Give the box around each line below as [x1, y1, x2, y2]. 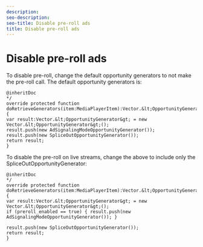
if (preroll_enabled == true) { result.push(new [6, 209, 131, 215]
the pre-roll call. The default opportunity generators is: [6, 78, 142, 85]
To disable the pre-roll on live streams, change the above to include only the [6, 154, 196, 161]
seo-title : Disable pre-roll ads [6, 20, 91, 26]
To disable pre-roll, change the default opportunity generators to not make [6, 72, 192, 79]
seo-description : [6, 15, 50, 21]
